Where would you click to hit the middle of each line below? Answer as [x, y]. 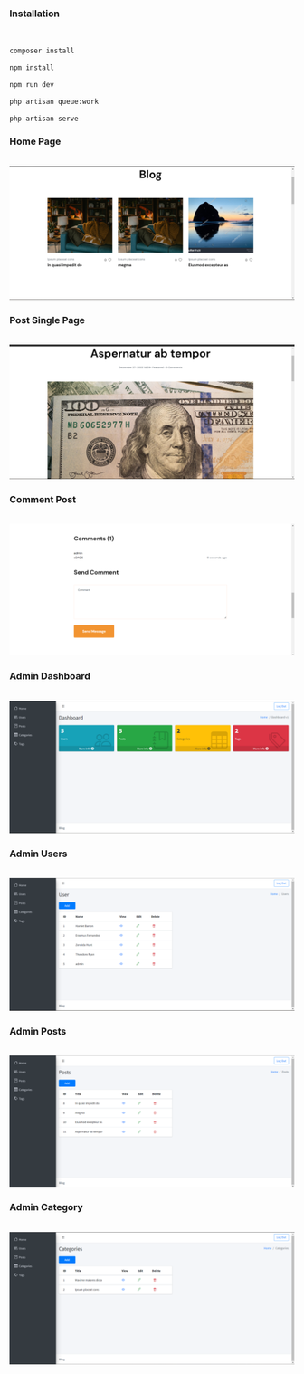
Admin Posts [38, 1031]
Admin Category [46, 1207]
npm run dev [32, 85]
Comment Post [43, 499]
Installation [35, 14]
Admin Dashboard [50, 676]
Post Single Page [47, 320]
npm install [32, 68]
